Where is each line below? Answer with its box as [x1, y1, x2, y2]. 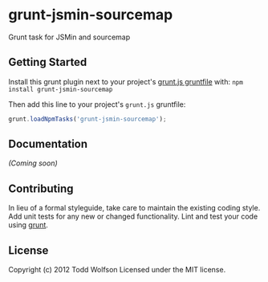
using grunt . [8, 220, 48, 230]
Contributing [8, 182, 74, 195]
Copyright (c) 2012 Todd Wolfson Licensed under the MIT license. [8, 265, 226, 275]
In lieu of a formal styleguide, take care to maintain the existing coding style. [8, 203, 261, 213]
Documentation [8, 137, 88, 151]
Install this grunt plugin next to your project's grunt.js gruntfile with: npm [8, 76, 243, 86]
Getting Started [8, 55, 87, 69]
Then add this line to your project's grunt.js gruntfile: [8, 99, 186, 109]
